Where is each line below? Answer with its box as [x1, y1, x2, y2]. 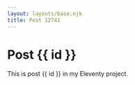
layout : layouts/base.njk [7, 10, 82, 17]
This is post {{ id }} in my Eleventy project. [7, 70, 129, 78]
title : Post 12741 [7, 17, 61, 24]
